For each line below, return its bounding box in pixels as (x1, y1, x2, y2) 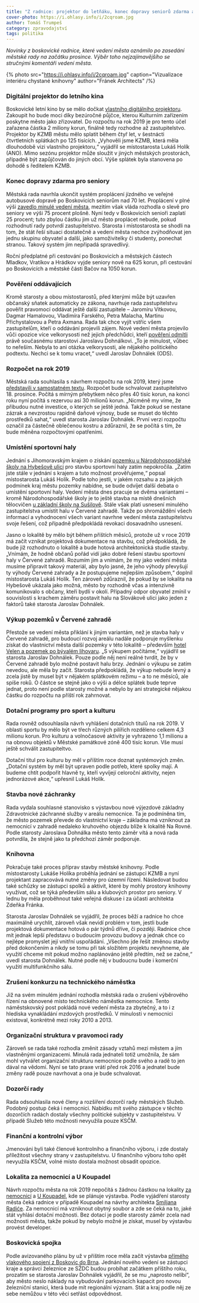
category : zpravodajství (6, 25, 68, 31)
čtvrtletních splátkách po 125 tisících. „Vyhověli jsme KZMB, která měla (6, 137, 179, 144)
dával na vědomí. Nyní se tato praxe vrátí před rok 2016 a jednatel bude (6, 1064, 181, 1071)
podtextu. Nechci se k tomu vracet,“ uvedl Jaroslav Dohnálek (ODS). (6, 350, 174, 357)
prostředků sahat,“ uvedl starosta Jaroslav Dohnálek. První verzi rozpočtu (6, 416, 187, 423)
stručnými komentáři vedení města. (6, 60, 93, 67)
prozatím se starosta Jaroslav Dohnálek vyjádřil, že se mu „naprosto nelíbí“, (6, 1271, 190, 1278)
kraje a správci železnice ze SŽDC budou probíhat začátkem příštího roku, (6, 1264, 187, 1272)
